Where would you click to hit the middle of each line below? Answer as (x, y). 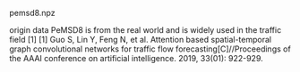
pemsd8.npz (32, 13)
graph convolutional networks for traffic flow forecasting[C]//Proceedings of (150, 49)
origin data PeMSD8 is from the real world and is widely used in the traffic (146, 30)
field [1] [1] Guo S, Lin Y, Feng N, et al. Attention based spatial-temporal (140, 40)
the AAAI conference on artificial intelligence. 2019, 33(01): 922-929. (137, 58)
